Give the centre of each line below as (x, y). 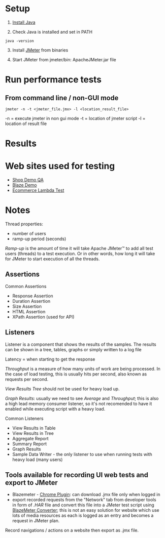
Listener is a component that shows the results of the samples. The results (81, 344)
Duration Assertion (31, 301)
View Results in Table (34, 428)
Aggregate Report (30, 438)
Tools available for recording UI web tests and (77, 475)
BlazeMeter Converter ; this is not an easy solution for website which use (86, 510)
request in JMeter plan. (36, 521)
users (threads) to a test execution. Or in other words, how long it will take (80, 253)
